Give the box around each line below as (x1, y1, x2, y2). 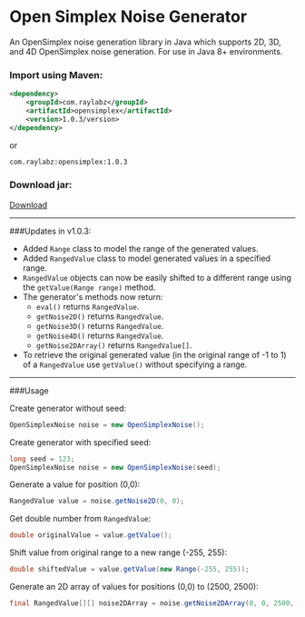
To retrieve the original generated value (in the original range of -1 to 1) (22, 349, 288, 360)
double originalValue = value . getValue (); (9, 531, 172, 540)
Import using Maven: (9, 68, 103, 81)
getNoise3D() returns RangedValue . (35, 320, 164, 331)
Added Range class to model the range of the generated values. (22, 243, 259, 254)
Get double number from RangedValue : (9, 513, 152, 524)
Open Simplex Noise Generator (9, 6, 248, 27)
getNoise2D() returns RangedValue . (35, 311, 164, 322)
